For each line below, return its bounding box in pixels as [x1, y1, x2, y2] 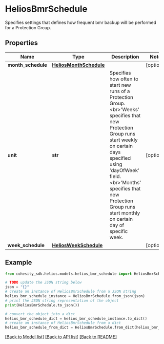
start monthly [109, 210, 140, 216]
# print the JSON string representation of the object [5, 298, 119, 303]
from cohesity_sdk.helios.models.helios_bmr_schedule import [5, 271, 132, 276]
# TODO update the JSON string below [5, 280, 82, 285]
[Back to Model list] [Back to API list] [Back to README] [5, 334, 117, 340]
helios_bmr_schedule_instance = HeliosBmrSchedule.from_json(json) [5, 294, 145, 299]
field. [109, 173, 121, 180]
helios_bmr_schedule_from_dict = [5, 325, 73, 330]
